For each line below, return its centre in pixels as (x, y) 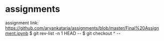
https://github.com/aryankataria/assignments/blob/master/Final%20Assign (82, 28)
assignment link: (22, 23)
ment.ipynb (17, 33)
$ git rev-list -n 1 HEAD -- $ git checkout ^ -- (75, 33)
